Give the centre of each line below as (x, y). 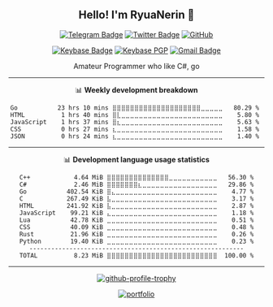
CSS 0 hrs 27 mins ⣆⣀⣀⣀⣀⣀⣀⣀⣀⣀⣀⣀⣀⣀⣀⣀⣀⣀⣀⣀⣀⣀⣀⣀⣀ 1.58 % (135, 129)
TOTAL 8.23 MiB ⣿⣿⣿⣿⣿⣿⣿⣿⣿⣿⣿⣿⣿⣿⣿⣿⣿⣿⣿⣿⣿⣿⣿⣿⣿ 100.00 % (136, 255)
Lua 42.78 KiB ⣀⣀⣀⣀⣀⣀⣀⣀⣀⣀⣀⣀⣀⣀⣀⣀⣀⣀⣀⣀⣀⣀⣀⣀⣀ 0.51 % (136, 220)
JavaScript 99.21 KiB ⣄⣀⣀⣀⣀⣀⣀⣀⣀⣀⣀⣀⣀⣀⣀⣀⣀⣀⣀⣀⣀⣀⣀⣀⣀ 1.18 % (136, 213)
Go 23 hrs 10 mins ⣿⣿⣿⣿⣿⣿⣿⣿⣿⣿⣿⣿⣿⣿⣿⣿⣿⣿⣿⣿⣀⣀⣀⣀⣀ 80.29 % (135, 108)
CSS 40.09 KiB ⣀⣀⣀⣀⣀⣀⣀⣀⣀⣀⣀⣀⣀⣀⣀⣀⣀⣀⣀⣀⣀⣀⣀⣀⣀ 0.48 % (136, 227)
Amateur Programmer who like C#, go (136, 66)
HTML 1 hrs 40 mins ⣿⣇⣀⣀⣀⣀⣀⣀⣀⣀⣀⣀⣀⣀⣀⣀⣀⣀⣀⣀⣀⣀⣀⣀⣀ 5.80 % (135, 115)
